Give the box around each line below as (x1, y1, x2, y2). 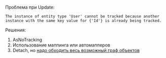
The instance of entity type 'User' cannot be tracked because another (5, 14, 159, 19)
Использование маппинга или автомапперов (12, 42, 110, 48)
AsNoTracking (12, 37, 42, 42)
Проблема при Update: (5, 4, 55, 10)
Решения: (5, 27, 26, 33)
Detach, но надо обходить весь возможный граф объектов (12, 47, 140, 53)
